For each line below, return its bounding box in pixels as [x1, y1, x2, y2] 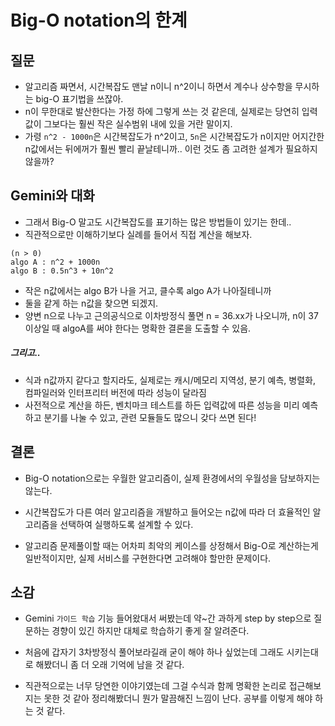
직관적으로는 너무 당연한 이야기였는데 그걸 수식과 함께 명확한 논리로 [24, 680, 287, 692]
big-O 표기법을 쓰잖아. [35, 93, 124, 105]
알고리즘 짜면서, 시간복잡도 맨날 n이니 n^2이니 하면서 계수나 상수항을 [24, 81, 293, 92]
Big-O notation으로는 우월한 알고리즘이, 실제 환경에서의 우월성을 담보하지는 [24, 472, 321, 484]
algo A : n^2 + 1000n [10, 257, 101, 267]
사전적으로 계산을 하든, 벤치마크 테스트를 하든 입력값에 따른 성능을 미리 [24, 399, 300, 411]
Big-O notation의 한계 [10, 9, 188, 32]
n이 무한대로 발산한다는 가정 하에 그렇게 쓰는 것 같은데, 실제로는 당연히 [24, 106, 300, 117]
